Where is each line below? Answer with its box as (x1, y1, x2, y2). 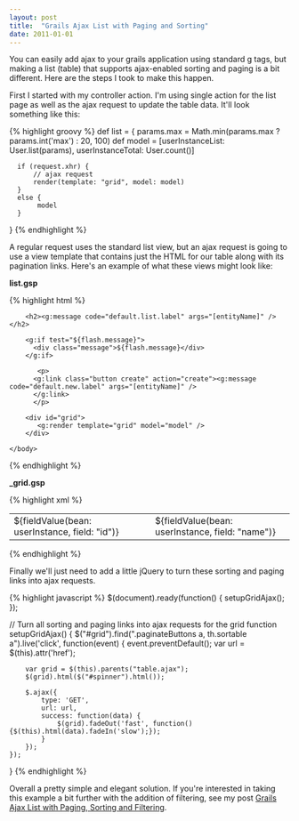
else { (17, 193, 42, 203)
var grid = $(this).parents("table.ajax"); (25, 664, 190, 673)
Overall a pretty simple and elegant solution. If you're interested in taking (9, 783, 276, 793)
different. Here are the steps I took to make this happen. (9, 73, 214, 84)
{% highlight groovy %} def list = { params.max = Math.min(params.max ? (9, 126, 280, 137)
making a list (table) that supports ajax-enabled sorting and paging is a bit (9, 63, 280, 74)
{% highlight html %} (9, 295, 86, 306)
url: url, (41, 704, 77, 712)
